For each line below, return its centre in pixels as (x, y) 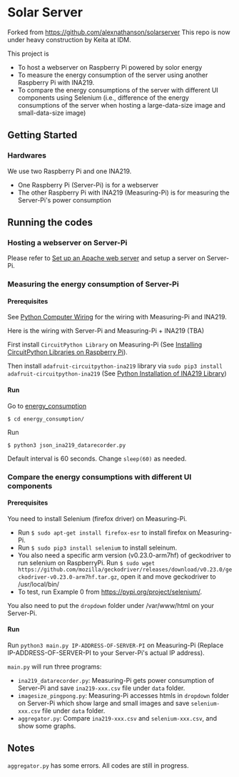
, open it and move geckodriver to (166, 576)
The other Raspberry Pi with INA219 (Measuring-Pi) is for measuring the (123, 192)
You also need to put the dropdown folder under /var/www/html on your (111, 605)
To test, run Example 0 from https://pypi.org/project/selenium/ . (110, 592)
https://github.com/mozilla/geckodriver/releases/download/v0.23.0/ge (125, 570)
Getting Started (42, 135)
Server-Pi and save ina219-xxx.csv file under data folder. (101, 688)
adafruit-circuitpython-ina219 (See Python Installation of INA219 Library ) (117, 374)
